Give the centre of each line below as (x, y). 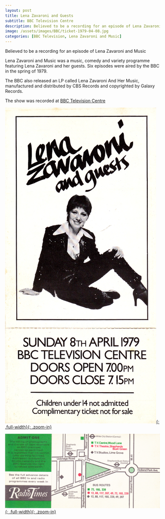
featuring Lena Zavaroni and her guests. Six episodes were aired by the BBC (82, 66)
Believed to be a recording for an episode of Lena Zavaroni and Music (76, 51)
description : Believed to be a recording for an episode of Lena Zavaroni (83, 26)
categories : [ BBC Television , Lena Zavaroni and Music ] (63, 37)
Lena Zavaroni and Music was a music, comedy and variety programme (77, 61)
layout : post (18, 10)
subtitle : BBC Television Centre (39, 21)
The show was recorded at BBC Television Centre (55, 101)
